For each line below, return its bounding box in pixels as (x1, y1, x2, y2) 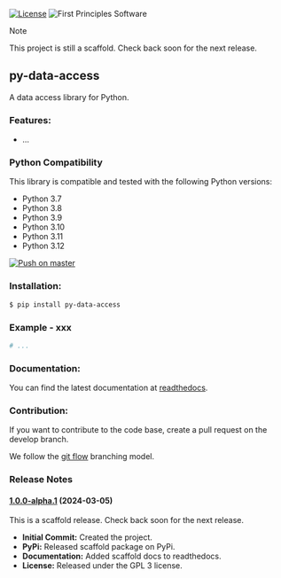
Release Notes (9, 473, 74, 486)
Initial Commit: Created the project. (21, 532, 153, 543)
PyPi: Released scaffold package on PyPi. (21, 542, 176, 552)
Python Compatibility (9, 156, 104, 168)
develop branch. (9, 434, 69, 445)
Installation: (9, 280, 62, 293)
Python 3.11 (21, 231, 64, 242)
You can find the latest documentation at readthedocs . (9, 382, 208, 394)
